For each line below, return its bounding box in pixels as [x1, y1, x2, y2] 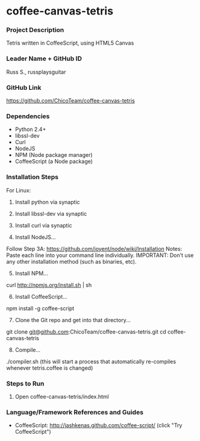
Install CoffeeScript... [14, 293, 67, 300]
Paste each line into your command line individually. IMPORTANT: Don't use [6, 252, 194, 259]
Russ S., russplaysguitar [6, 68, 66, 75]
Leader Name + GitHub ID [6, 54, 83, 63]
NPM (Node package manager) [14, 151, 93, 159]
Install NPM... [14, 270, 48, 277]
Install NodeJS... [14, 233, 56, 241]
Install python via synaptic [14, 198, 80, 206]
